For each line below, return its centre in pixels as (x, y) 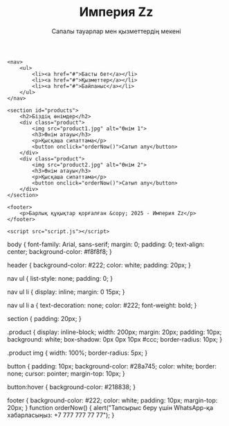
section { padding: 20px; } (44, 318)
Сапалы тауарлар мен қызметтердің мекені (116, 31)
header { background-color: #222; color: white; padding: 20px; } (99, 265)
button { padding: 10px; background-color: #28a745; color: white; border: (112, 366)
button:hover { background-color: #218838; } (72, 387)
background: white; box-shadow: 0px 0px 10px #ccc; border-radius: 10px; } (115, 339)
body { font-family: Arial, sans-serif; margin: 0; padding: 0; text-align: (106, 244)
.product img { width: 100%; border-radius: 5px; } (77, 353)
